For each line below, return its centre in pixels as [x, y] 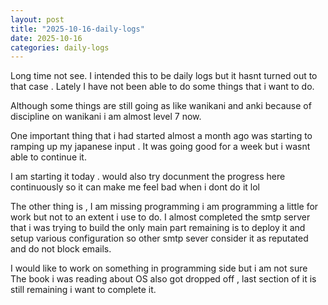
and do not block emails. [61, 249]
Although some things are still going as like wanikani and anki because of [161, 106]
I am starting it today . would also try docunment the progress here [148, 177]
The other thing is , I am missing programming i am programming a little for [164, 207]
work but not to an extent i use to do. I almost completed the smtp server [160, 217]
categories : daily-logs [60, 47]
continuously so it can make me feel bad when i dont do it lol [135, 187]
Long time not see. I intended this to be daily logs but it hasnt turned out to [164, 76]
